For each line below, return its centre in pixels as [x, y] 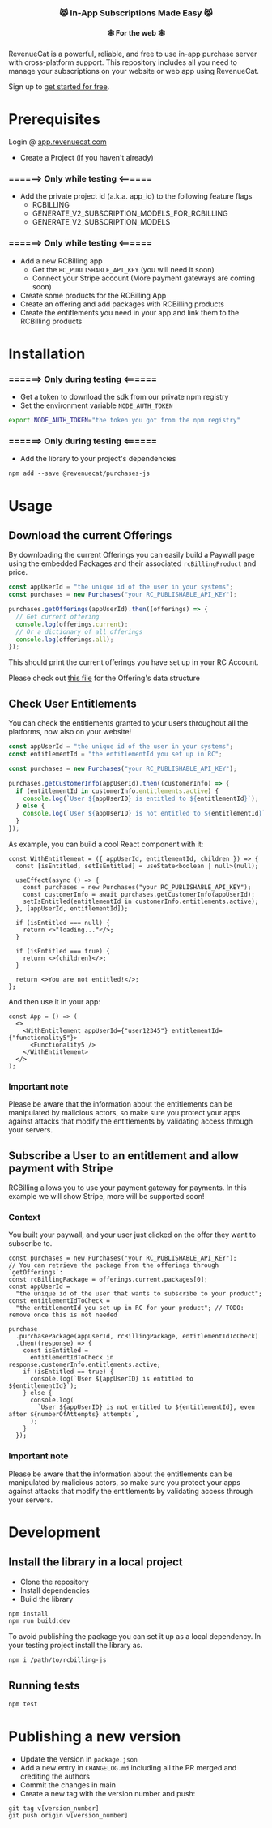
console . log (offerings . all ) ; [65, 640]
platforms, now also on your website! [70, 732]
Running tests [45, 1685]
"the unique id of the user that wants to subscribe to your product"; [139, 1294]
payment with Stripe [61, 1168]
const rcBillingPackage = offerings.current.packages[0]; [108, 1280]
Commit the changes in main [68, 1785]
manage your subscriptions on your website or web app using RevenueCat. [134, 71]
